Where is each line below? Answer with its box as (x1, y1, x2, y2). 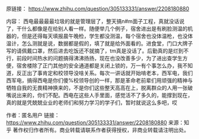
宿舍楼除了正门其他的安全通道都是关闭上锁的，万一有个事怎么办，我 (16, 62, 182, 69)
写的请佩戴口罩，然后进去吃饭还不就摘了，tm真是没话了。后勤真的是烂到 (6, 47, 184, 54)
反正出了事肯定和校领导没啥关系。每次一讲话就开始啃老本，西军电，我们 (16, 70, 193, 76)
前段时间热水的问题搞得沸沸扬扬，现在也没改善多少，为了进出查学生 (16, 55, 182, 62)
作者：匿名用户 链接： (6, 112, 60, 118)
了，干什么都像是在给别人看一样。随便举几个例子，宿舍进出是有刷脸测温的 (6, 25, 188, 32)
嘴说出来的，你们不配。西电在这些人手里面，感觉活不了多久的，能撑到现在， (6, 92, 193, 99)
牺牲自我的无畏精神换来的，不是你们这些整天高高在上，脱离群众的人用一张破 (6, 85, 193, 91)
